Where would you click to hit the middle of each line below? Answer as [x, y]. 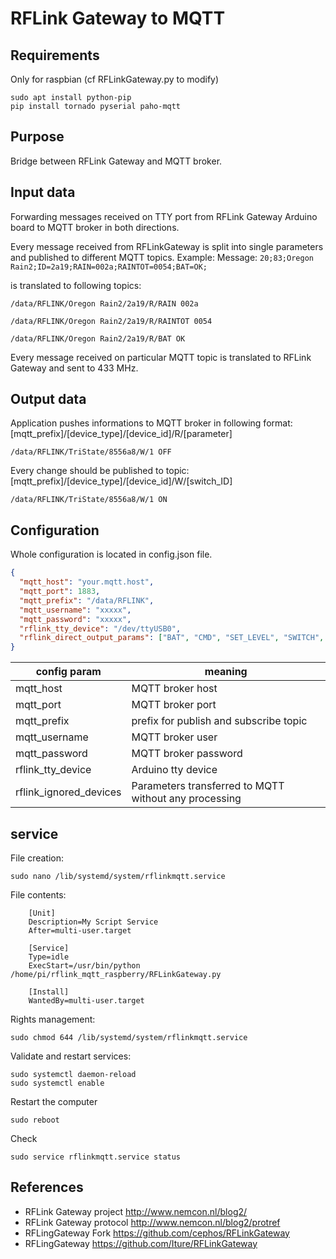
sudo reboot [35, 1120]
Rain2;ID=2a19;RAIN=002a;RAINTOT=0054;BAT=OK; [109, 267]
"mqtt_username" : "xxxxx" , [75, 610]
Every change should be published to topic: [100, 471]
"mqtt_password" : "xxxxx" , [75, 619]
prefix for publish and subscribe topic [219, 721]
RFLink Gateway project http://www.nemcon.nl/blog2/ [136, 1211]
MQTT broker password [187, 754]
